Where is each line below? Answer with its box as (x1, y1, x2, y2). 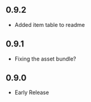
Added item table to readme (14, 21, 86, 28)
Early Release (14, 89, 49, 97)
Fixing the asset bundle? (14, 55, 76, 62)
